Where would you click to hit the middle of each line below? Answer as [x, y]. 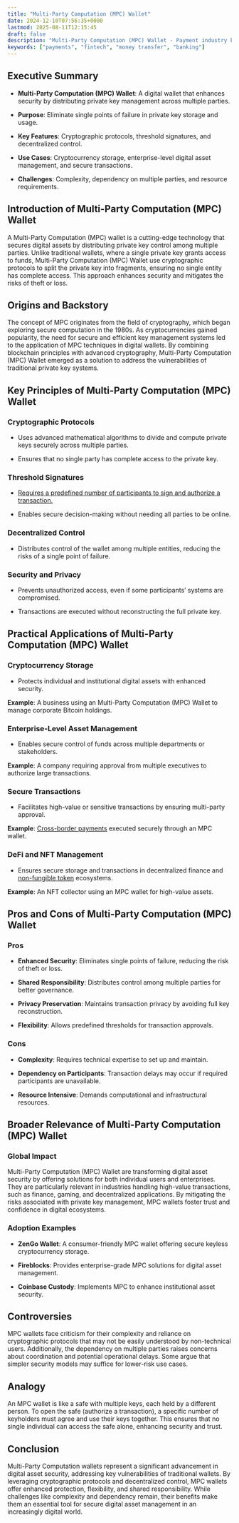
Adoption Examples [42, 1228]
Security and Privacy [44, 574]
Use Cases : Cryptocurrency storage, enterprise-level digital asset [114, 157]
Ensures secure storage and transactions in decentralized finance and [120, 870]
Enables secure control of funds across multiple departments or [111, 744]
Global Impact [32, 1156]
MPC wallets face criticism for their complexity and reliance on [99, 1334]
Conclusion [33, 1449]
